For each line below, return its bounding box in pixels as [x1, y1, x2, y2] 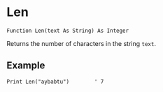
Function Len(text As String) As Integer [6, 27, 129, 34]
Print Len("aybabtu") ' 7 [6, 78, 104, 85]
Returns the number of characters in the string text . [6, 39, 157, 47]
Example [6, 60, 45, 72]
